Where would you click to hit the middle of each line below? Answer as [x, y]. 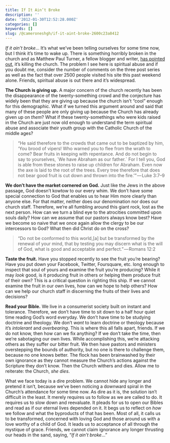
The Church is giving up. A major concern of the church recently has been [84, 90]
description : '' [22, 15]
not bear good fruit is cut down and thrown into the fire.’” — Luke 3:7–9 [91, 175]
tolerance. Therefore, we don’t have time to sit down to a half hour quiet [80, 312]
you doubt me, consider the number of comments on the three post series [83, 70]
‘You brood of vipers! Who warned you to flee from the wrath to [84, 148]
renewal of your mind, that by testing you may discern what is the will [90, 244]
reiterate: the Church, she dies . [38, 371]
